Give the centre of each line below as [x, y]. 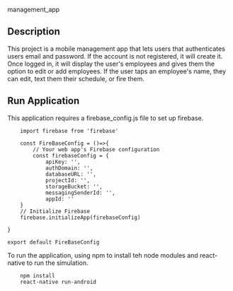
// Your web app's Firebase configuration [96, 149]
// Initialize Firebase [55, 211]
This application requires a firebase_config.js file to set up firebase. [106, 118]
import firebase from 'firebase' [69, 131]
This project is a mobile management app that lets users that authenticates [116, 49]
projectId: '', [68, 180]
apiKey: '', [63, 162]
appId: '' [59, 199]
